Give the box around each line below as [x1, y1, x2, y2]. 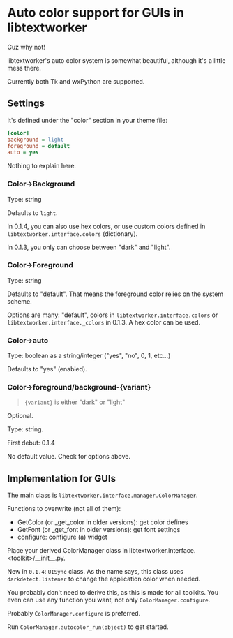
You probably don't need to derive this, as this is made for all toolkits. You [7, 588, 218, 597]
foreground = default [7, 142, 70, 149]
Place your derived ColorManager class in [7, 547, 128, 555]
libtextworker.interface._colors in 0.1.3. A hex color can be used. [7, 318, 201, 326]
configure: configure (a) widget [17, 533, 108, 542]
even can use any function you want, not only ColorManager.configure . [7, 595, 211, 604]
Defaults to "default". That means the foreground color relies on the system [7, 290, 224, 298]
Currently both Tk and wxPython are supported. [7, 77, 145, 85]
